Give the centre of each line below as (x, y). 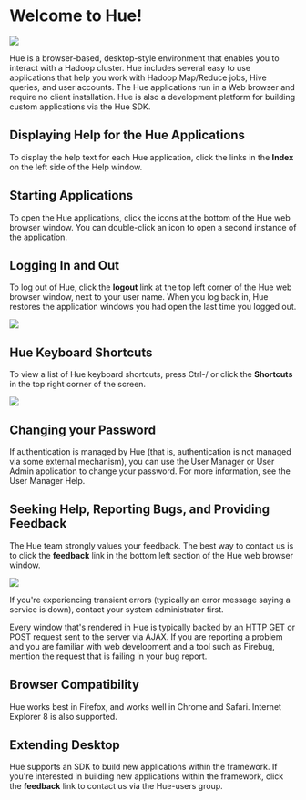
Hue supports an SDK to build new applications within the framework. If (143, 767)
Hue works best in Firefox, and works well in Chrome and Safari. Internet (146, 706)
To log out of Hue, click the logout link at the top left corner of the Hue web (151, 287)
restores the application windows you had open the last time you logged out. (153, 307)
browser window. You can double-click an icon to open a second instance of (153, 227)
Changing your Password (83, 430)
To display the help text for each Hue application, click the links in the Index (152, 157)
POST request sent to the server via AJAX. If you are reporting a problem (147, 636)
